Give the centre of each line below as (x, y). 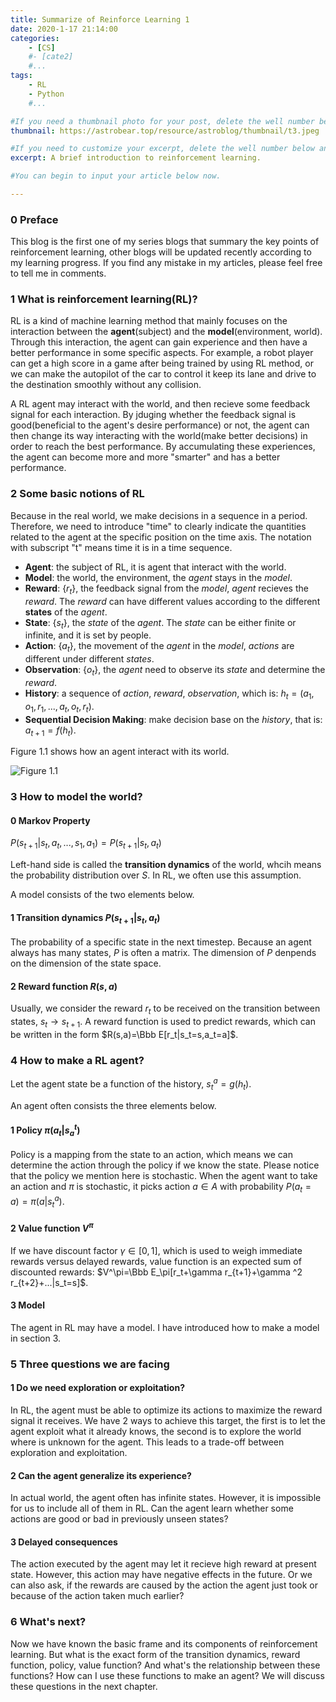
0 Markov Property (50, 820)
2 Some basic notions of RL (77, 494)
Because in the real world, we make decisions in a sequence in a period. (159, 515)
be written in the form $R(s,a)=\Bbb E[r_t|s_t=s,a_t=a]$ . (124, 1035)
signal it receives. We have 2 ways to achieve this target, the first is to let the (168, 1420)
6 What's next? (48, 1622)
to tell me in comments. (58, 273)
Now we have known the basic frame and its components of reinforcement (164, 1643)
